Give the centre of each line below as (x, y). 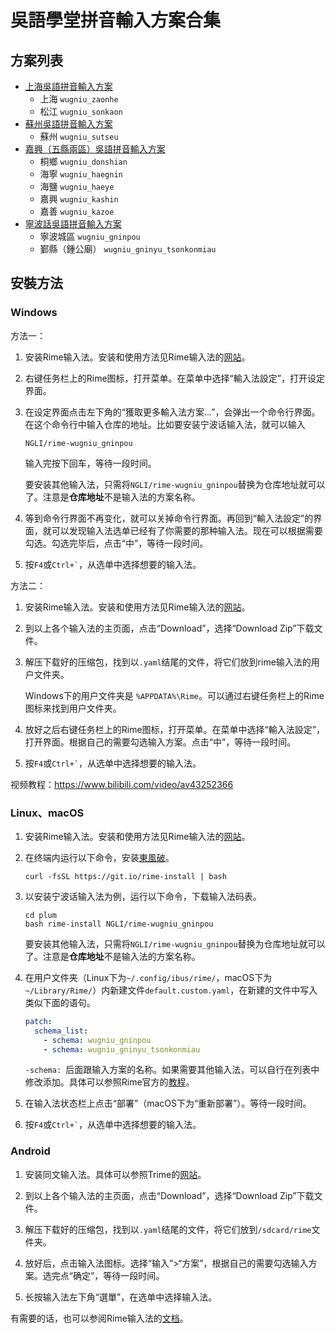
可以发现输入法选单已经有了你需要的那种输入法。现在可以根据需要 (187, 530)
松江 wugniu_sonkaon (81, 111)
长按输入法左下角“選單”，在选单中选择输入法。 (121, 1297)
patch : (38, 1021)
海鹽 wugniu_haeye (77, 186)
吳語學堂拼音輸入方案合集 (116, 20)
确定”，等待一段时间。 (118, 1275)
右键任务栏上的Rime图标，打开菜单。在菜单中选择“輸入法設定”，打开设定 (174, 378)
